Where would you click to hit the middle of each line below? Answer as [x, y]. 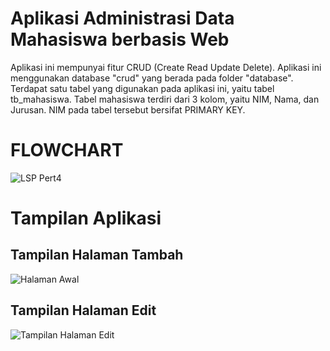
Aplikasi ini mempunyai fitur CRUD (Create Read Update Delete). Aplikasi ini [166, 67]
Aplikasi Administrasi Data [122, 18]
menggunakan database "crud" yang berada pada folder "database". [152, 78]
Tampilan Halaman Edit [83, 310]
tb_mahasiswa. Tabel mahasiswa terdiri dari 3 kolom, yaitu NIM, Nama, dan [165, 99]
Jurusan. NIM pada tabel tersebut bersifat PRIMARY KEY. [128, 109]
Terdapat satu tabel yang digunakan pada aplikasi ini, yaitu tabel [142, 88]
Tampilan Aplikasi [86, 218]
